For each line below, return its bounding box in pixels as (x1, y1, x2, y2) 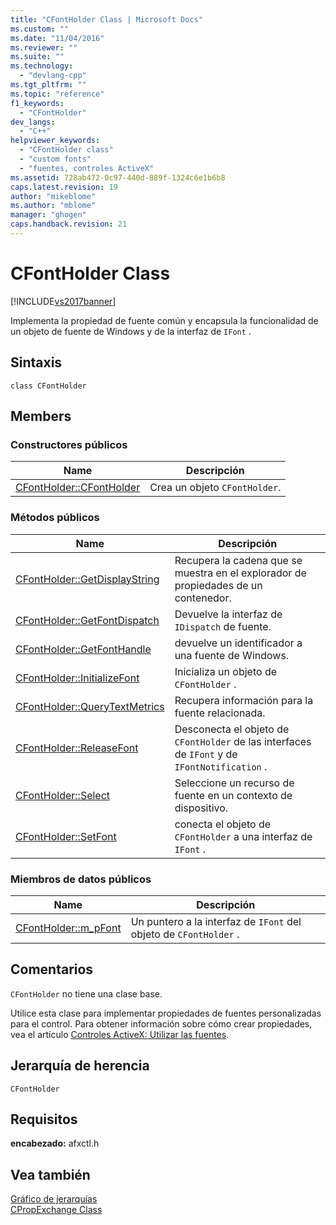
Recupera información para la (174, 693, 314, 707)
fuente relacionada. (174, 706, 266, 720)
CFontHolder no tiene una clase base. (10, 987, 163, 1000)
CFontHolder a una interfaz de (174, 829, 313, 843)
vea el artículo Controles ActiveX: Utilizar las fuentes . (10, 1028, 230, 1040)
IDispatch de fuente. (174, 619, 272, 633)
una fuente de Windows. (174, 648, 290, 662)
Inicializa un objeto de (174, 664, 278, 678)
